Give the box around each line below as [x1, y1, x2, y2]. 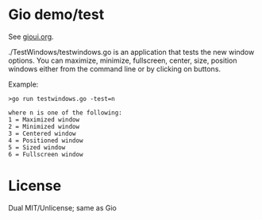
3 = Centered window [8, 129, 77, 137]
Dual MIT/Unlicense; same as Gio [8, 203, 117, 212]
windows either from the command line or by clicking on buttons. [8, 64, 221, 73]
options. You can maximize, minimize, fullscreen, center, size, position [8, 56, 237, 65]
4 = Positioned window [8, 137, 83, 145]
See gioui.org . [8, 32, 54, 41]
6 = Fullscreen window [8, 150, 83, 158]
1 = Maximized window [8, 115, 80, 124]
